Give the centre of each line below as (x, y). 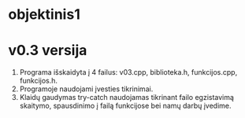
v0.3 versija (48, 51)
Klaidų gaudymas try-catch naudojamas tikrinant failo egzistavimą (127, 98)
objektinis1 (44, 15)
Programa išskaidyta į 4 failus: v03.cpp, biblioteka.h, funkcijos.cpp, (128, 72)
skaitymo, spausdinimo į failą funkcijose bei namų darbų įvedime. (125, 106)
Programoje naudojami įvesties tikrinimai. (86, 89)
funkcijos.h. (38, 81)
